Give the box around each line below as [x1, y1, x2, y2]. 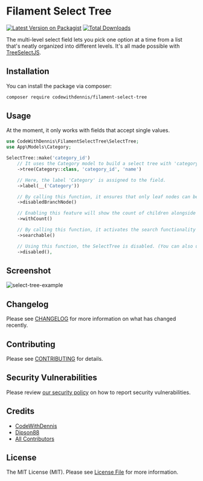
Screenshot [6, 265, 51, 276]
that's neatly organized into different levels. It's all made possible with [6, 42, 180, 50]
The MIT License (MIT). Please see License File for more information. [6, 468, 178, 476]
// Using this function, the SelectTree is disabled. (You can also [17, 243, 193, 249]
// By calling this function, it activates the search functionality [17, 227, 196, 233]
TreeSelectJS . [6, 48, 41, 56]
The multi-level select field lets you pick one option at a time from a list [6, 36, 182, 43]
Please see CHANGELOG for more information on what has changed [6, 315, 176, 323]
